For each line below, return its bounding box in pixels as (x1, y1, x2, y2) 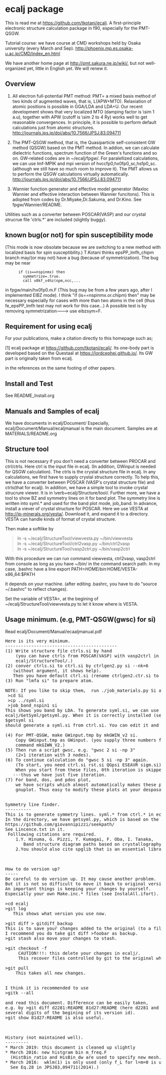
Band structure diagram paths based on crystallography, (23, 841, 165, 847)
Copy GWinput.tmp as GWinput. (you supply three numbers (15, 737, 157, 743)
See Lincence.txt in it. (5, 826, 65, 832)
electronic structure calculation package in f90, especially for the (5, 25, 138, 31)
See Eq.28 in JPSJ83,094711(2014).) (10, 1064, 99, 1070)
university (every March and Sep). (5, 45, 75, 51)
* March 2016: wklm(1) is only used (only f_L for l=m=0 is (5, 1059, 157, 1065)
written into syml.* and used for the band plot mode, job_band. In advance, (5, 500, 158, 506)
